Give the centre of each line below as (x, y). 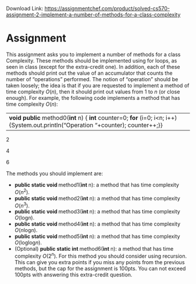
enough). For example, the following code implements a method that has (93, 98)
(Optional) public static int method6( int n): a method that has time (94, 249)
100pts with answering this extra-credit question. (73, 275)
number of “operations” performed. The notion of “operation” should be (92, 79)
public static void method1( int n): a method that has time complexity (97, 185)
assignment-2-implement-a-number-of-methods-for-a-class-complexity (93, 15)
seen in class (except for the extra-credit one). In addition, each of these (93, 67)
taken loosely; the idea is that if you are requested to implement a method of (98, 85)
